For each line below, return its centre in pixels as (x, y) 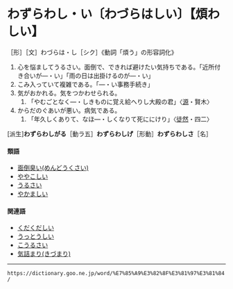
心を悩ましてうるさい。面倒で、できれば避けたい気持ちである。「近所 (116, 67)
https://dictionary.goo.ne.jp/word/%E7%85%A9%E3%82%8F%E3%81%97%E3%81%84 (116, 274)
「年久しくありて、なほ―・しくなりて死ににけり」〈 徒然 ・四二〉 (120, 119)
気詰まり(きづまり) (44, 254)
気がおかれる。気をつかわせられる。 (69, 93)
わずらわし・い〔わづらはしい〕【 (102, 14)
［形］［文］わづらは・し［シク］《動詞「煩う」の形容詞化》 (92, 52)
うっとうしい (35, 236)
